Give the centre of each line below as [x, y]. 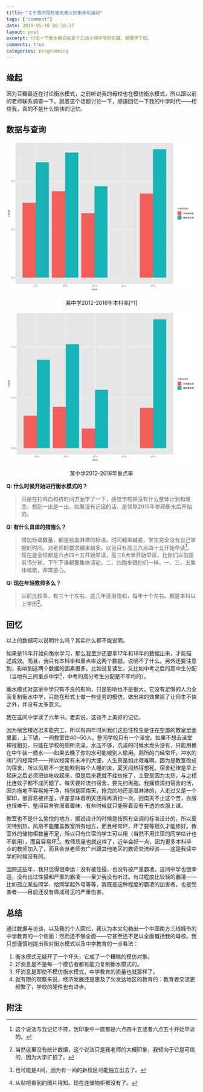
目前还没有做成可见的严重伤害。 [67, 892]
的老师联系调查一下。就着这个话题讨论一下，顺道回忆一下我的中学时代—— [99, 101]
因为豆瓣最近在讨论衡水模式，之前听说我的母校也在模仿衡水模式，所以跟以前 [101, 93]
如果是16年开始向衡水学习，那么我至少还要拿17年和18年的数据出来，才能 [96, 653]
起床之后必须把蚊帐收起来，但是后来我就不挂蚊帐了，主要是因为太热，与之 [99, 775]
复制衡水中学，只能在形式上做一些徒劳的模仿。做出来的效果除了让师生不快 [104, 696]
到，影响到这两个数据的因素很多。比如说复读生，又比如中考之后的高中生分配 [101, 668]
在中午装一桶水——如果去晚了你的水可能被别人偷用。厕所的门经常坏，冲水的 [101, 753]
